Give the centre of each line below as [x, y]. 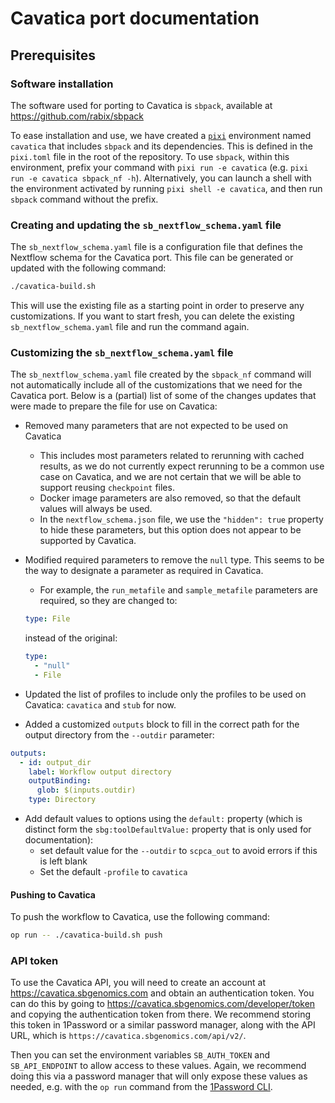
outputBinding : [60, 781]
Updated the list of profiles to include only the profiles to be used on [165, 694]
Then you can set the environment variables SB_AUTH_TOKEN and [140, 1055]
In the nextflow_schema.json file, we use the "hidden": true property [181, 519]
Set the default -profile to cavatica [113, 872]
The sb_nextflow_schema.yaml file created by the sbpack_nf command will [161, 374]
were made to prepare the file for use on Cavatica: [114, 406]
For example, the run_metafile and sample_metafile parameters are [178, 590]
